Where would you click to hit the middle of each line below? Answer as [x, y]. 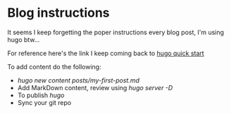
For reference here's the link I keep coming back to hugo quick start [106, 53]
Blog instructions [58, 13]
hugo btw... [24, 39]
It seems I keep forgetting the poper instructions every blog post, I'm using [115, 32]
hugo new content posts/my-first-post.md [78, 80]
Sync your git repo [44, 102]
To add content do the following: [54, 66]
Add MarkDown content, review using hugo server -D [95, 87]
